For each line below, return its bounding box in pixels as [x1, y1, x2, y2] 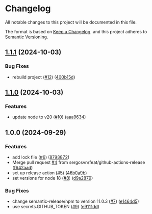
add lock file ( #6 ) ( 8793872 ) [12, 154, 70, 160]
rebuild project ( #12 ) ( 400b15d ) [12, 74, 76, 80]
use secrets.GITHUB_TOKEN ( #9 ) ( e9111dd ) [12, 204, 100, 210]
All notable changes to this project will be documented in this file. [5, 19, 137, 25]
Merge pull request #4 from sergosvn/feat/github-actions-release [12, 160, 146, 165]
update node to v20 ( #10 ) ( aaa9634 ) [12, 114, 86, 120]
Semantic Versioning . [5, 34, 48, 40]
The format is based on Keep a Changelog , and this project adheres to [5, 28, 147, 34]
